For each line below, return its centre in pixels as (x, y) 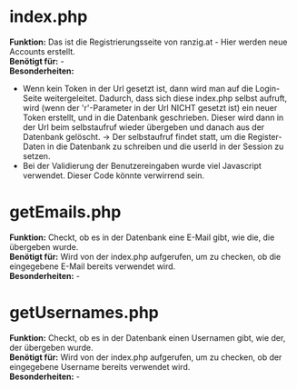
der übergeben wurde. (51, 347)
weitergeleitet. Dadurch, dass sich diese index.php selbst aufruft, (166, 98)
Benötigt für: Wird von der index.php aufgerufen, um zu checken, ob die (145, 256)
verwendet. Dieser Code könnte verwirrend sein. (114, 175)
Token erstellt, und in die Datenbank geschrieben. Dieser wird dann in (153, 117)
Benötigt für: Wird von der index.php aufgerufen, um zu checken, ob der (146, 357)
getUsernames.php (84, 313)
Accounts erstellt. (42, 51)
